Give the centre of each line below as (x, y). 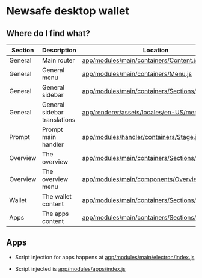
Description (59, 50)
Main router (58, 60)
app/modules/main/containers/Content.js (140, 60)
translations (59, 120)
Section (23, 50)
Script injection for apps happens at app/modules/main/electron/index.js (105, 257)
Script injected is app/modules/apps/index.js (70, 268)
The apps (55, 214)
